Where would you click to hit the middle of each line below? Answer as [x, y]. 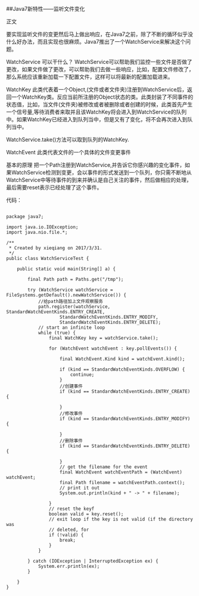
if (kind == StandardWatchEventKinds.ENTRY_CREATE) [125, 392]
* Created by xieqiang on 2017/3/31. [55, 248]
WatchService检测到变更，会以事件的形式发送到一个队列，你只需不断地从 [101, 172]
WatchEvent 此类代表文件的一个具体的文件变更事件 [69, 152]
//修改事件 [71, 414]
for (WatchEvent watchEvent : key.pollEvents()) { [113, 349]
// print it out [80, 488]
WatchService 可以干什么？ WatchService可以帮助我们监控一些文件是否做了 [99, 62]
